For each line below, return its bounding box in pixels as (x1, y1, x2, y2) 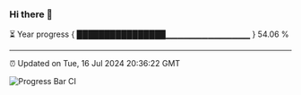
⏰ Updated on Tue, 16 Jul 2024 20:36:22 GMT (9, 58, 181, 69)
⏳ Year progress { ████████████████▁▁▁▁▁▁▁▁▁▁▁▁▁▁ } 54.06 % (9, 29, 289, 39)
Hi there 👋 (9, 8, 54, 21)
